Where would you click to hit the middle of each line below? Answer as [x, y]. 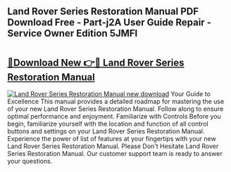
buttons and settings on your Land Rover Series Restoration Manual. [106, 131]
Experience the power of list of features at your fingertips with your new [112, 139]
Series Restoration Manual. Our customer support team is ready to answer [115, 153]
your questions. [30, 161]
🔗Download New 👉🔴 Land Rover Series [96, 62]
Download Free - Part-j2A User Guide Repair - [109, 23]
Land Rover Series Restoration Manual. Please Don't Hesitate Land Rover [113, 146]
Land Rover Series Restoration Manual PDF [103, 12]
